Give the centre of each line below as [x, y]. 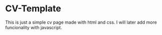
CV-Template [33, 9]
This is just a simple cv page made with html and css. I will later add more [81, 22]
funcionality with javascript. [34, 27]
